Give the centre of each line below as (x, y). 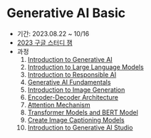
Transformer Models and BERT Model (83, 112)
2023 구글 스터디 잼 (45, 42)
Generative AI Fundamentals (69, 82)
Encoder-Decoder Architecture (73, 97)
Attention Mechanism (59, 105)
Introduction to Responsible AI (72, 74)
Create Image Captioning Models (76, 120)
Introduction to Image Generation (76, 90)
